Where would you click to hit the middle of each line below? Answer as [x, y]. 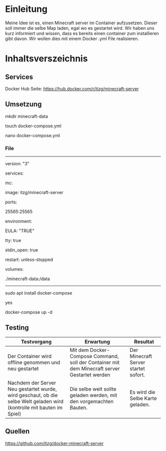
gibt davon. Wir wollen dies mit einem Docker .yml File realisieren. [72, 39]
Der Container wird [30, 356]
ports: [11, 202]
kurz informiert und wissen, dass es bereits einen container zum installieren [82, 33]
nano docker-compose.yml [33, 135]
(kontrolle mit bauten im [35, 407]
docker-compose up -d [29, 312]
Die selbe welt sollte [93, 389]
